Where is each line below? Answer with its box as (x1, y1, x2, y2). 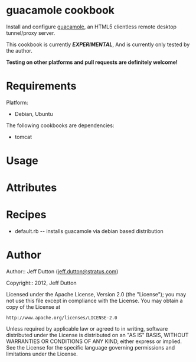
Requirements (6, 79, 77, 93)
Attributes (6, 181, 57, 195)
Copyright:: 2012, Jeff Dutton (6, 279, 77, 287)
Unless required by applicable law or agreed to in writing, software (6, 325, 168, 332)
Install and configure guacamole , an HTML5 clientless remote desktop (6, 23, 177, 30)
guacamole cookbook (6, 4, 115, 17)
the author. (6, 47, 32, 54)
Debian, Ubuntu (14, 110, 53, 117)
